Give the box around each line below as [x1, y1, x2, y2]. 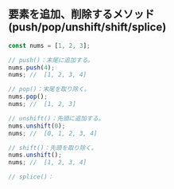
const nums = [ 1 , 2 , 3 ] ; [8, 41, 91, 49]
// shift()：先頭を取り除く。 [8, 144, 98, 152]
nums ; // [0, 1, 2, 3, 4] [8, 129, 98, 137]
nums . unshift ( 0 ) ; [8, 122, 66, 130]
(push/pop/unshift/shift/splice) [8, 21, 167, 34]
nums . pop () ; [8, 93, 48, 101]
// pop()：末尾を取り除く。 [8, 85, 91, 93]
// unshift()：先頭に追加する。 [8, 114, 105, 122]
